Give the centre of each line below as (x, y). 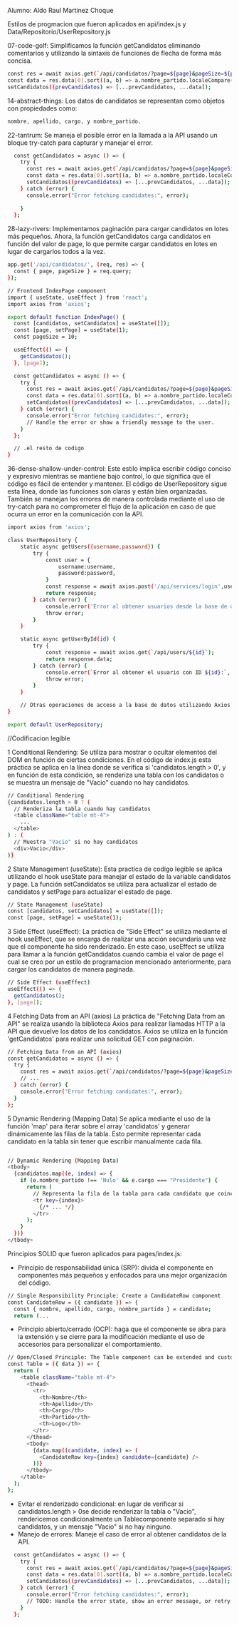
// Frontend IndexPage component (57, 291)
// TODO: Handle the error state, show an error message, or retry (128, 1601)
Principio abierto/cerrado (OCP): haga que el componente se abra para (122, 1329)
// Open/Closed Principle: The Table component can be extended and (111, 1357)
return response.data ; (79, 659)
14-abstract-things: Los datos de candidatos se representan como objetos (116, 101)
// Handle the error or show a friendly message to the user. (120, 422)
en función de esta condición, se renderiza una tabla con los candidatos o (116, 775)
